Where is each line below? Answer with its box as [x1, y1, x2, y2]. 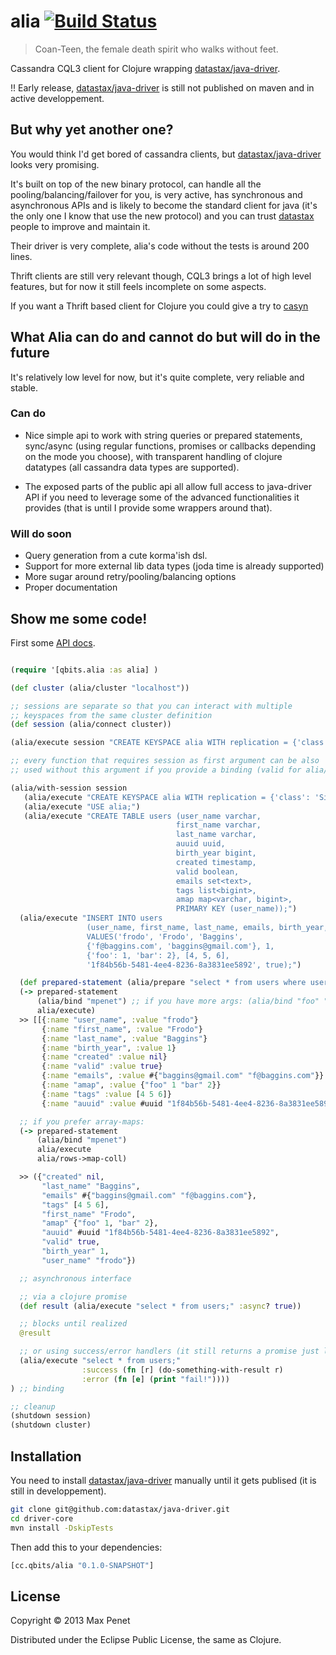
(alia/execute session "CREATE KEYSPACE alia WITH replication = [10, 738, 288, 748]
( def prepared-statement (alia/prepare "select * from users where [19, 978, 307, 988]
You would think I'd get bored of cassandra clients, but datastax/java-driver [10, 148, 322, 160]
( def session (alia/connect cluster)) [10, 720, 172, 730]
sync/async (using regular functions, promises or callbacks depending [24, 440, 316, 452]
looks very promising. [10, 158, 100, 170]
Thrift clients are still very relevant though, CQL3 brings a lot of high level [10, 270, 312, 282]
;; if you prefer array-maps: [19, 1116, 145, 1127]
